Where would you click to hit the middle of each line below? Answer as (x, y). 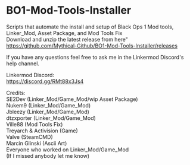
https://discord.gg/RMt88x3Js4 (45, 81)
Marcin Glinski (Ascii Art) (37, 143)
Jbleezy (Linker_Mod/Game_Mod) (48, 112)
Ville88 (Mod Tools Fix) (35, 124)
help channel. (23, 64)
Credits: (16, 93)
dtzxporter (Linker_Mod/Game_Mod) (51, 118)
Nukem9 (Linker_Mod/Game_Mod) (49, 105)
